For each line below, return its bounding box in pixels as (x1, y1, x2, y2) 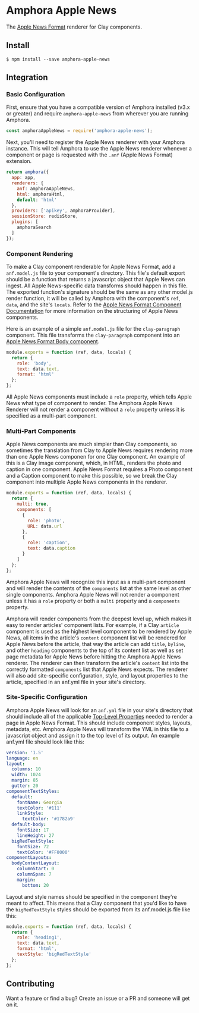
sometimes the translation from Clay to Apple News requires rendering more (6, 447, 193, 454)
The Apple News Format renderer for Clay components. (6, 23, 143, 30)
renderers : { (11, 180, 44, 186)
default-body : (11, 821, 46, 827)
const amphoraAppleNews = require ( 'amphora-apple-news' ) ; (6, 128, 153, 134)
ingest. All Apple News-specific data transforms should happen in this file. (6, 282, 188, 289)
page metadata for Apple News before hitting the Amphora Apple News (6, 653, 181, 660)
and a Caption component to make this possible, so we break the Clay (6, 472, 178, 479)
